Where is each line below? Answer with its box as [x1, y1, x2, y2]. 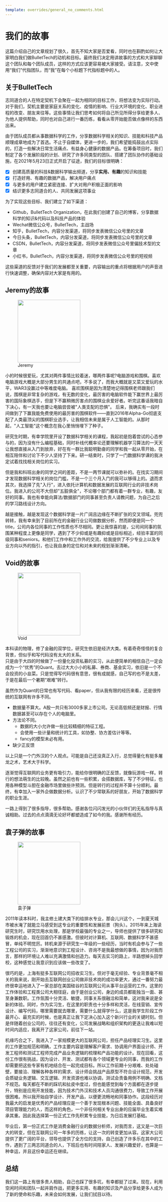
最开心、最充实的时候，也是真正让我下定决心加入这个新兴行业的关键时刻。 [5, 1014, 158, 1020]
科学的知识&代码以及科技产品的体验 [12, 215, 86, 221]
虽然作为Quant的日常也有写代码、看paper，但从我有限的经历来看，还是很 [5, 688, 157, 694]
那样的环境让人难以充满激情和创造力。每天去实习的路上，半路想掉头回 [13, 953, 158, 959]
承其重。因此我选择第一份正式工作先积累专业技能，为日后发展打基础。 [5, 1113, 150, 1119]
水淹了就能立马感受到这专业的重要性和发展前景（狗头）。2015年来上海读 [13, 922, 162, 928]
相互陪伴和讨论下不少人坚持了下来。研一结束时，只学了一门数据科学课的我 [5, 452, 158, 458]
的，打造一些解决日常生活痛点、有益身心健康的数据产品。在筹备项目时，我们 [5, 146, 163, 152]
